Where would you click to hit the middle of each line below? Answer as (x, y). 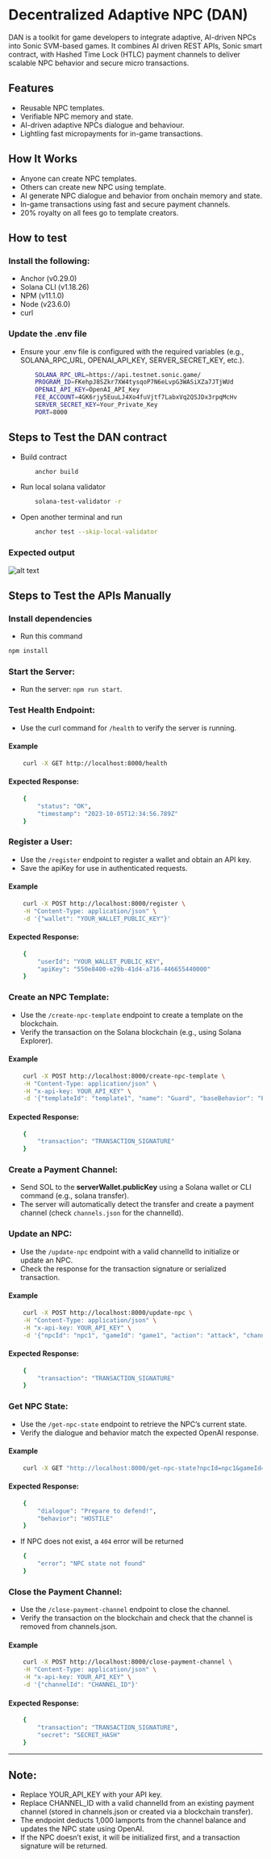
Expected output (42, 553)
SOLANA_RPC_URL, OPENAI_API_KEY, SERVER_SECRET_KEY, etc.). (132, 360)
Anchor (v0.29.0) (48, 278)
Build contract (43, 457)
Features (31, 88)
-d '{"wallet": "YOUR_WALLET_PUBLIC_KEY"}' (97, 919)
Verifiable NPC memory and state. (77, 116)
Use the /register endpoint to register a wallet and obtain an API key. (135, 859)
